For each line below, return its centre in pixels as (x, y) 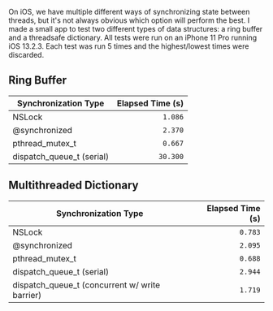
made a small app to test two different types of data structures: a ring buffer (136, 29)
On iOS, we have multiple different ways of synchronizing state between (129, 12)
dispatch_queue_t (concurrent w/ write (87, 285)
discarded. (26, 55)
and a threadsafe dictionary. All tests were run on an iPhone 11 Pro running (133, 37)
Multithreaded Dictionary (74, 186)
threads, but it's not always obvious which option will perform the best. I (129, 20)
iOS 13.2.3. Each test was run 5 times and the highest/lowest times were (129, 46)
